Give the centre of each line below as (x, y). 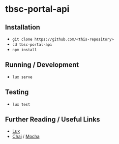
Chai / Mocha (26, 137)
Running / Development (42, 65)
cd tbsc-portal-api (32, 45)
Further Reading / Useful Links (53, 120)
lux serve (22, 77)
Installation (23, 27)
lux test (21, 104)
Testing (17, 92)
